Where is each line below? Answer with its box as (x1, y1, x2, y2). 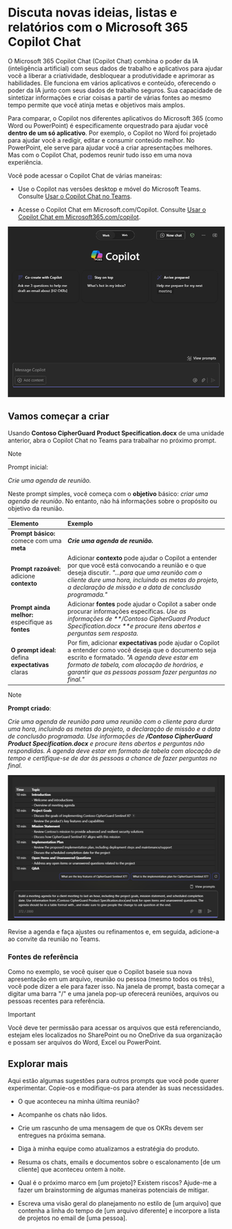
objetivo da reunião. (8, 504, 65, 513)
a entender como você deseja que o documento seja (67, 646, 216, 654)
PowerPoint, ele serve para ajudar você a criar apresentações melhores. (8, 143, 213, 152)
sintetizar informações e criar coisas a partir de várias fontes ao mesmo (8, 93, 212, 101)
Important (8, 1011, 36, 1019)
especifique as (10, 618, 53, 626)
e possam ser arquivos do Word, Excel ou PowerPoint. (8, 1038, 162, 1046)
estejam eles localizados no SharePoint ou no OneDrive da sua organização (8, 1031, 222, 1040)
